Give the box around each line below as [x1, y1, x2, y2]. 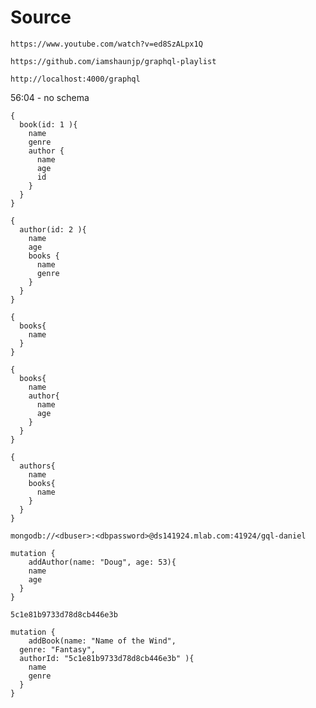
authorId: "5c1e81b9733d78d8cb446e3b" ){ [19, 653, 195, 663]
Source [10, 6, 72, 29]
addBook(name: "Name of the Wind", [28, 636, 177, 646]
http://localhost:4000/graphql [10, 74, 141, 84]
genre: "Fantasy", [19, 644, 97, 655]
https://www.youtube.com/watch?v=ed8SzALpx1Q [10, 39, 203, 49]
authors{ [19, 461, 56, 471]
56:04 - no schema [10, 91, 90, 103]
